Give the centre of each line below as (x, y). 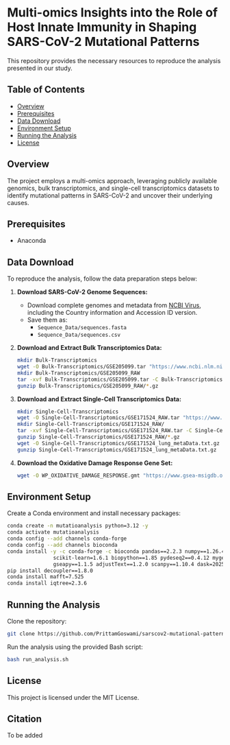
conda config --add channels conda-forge (67, 539)
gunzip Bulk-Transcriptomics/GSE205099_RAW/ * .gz (88, 386)
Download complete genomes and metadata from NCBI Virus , (114, 305)
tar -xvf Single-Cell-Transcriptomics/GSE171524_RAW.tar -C (104, 431)
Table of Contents (46, 90)
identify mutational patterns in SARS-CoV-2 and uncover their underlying (110, 195)
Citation (25, 719)
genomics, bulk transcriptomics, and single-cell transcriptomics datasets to (113, 188)
